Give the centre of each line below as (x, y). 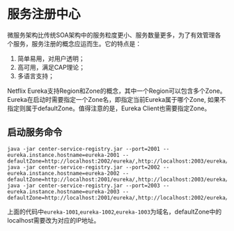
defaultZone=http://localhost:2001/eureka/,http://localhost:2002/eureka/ (118, 198)
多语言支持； (36, 76)
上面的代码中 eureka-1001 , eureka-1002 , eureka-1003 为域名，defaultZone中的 (114, 211)
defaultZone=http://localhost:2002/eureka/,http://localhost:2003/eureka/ (118, 161)
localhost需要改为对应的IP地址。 (54, 220)
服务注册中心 (44, 14)
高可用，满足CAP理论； (51, 67)
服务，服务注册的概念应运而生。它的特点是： (77, 43)
